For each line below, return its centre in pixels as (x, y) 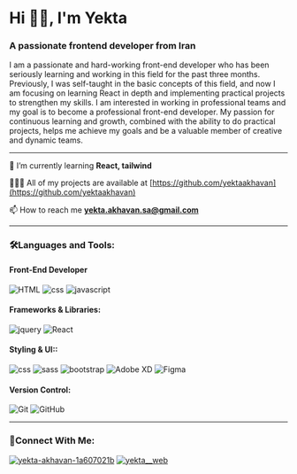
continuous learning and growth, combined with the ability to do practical (142, 121)
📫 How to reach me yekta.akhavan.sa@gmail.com (104, 210)
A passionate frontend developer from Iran (103, 46)
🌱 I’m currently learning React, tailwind (80, 166)
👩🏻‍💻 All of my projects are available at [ (81, 183)
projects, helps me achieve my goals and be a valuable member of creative (146, 131)
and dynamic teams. (46, 140)
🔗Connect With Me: (52, 440)
